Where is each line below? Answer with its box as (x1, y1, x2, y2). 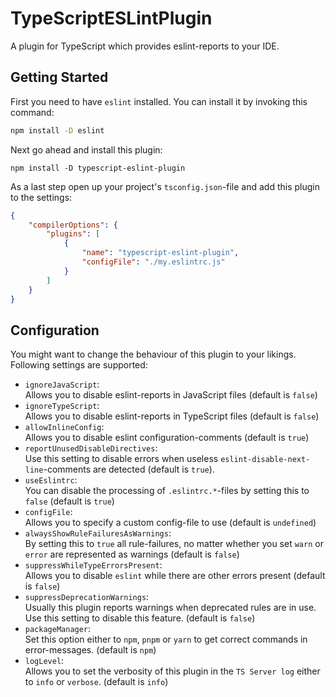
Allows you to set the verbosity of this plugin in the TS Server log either (24, 665, 321, 677)
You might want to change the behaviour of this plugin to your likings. (10, 348, 297, 361)
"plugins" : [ (46, 229, 101, 239)
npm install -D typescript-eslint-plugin (10, 163, 186, 173)
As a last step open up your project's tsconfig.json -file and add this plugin (10, 180, 320, 192)
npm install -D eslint (10, 125, 105, 136)
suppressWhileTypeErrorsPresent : (24, 559, 163, 571)
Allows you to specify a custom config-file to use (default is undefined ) (24, 517, 317, 529)
